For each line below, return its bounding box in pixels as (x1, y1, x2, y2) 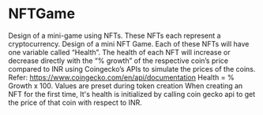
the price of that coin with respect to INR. (8, 98, 142, 107)
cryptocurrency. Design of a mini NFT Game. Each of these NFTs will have (8, 39, 250, 48)
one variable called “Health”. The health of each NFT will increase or (8, 47, 231, 57)
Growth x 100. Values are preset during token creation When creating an (8, 80, 243, 91)
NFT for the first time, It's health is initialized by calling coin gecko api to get (8, 89, 256, 98)
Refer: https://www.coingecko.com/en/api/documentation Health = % (8, 72, 235, 82)
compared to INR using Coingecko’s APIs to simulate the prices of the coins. (8, 64, 256, 73)
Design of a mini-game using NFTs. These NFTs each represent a (8, 31, 221, 40)
